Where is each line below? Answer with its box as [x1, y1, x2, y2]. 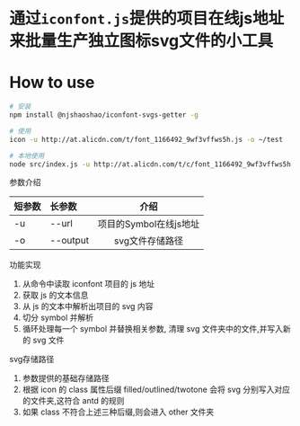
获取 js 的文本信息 [22, 289, 89, 301]
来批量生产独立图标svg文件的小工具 [9, 31, 274, 51]
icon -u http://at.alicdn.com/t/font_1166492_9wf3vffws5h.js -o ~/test [9, 135, 283, 144]
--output [49, 235, 90, 247]
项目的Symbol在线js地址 [97, 217, 200, 230]
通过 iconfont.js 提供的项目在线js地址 [9, 8, 285, 29]
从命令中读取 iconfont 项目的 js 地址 [22, 279, 155, 289]
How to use [9, 73, 95, 93]
